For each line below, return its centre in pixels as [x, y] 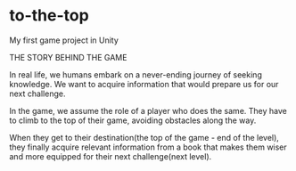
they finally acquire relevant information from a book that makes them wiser [148, 147]
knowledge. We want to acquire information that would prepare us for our [144, 84]
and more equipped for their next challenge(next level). [111, 156]
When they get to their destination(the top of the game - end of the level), [144, 137]
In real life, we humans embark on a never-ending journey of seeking [136, 74]
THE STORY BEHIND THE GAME [68, 57]
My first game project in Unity [64, 40]
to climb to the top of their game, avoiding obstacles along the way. [133, 120]
